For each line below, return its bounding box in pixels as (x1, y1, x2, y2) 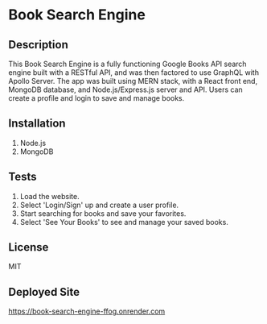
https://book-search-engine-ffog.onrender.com (8, 306, 166, 316)
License (8, 240, 49, 255)
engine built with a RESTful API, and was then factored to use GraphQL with (8, 68, 260, 77)
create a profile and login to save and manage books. (8, 93, 185, 102)
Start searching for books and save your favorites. (19, 208, 187, 218)
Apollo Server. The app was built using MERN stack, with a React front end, (8, 77, 258, 85)
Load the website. (19, 191, 80, 201)
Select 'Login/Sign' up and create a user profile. (19, 200, 179, 210)
